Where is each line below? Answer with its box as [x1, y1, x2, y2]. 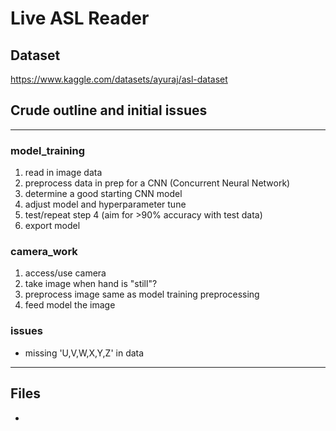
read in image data [24, 167, 103, 179]
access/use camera [24, 267, 107, 279]
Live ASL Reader [10, 7, 150, 30]
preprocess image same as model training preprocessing [24, 288, 260, 301]
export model [24, 220, 81, 232]
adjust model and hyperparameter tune [24, 198, 187, 211]
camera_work [10, 245, 78, 259]
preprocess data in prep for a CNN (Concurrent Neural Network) [24, 177, 291, 189]
